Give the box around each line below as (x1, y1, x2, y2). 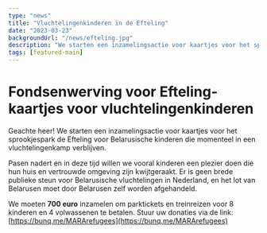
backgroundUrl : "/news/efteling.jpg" (8, 33, 133, 42)
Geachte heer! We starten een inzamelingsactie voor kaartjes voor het (8, 126, 238, 135)
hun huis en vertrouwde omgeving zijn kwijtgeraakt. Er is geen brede (8, 166, 234, 176)
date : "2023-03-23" (8, 26, 73, 34)
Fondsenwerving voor (8, 83, 157, 101)
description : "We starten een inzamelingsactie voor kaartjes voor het (8, 41, 250, 49)
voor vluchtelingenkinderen (66, 100, 254, 118)
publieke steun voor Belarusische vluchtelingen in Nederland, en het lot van (8, 175, 256, 184)
